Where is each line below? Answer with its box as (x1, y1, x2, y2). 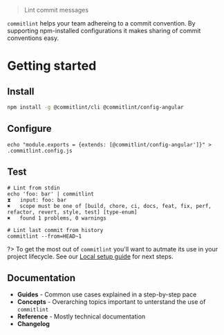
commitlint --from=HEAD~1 (7, 233, 82, 240)
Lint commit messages (24, 6, 88, 14)
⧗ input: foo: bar (7, 196, 67, 203)
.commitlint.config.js (7, 147, 73, 154)
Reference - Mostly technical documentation (17, 312, 146, 320)
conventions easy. (7, 34, 59, 42)
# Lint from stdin (7, 184, 60, 191)
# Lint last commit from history (7, 227, 104, 233)
